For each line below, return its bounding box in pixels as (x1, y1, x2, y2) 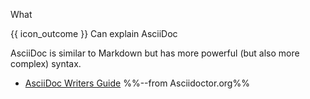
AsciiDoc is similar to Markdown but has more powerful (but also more (10, 47, 300, 59)
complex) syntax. (10, 58, 82, 69)
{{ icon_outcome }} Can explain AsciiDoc (10, 28, 178, 39)
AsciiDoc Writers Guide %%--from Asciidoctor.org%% (24, 77, 250, 89)
